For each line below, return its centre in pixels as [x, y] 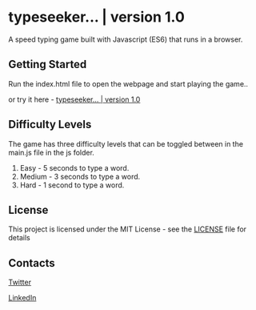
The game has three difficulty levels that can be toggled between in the [126, 143]
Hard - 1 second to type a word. [72, 185]
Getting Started [48, 64]
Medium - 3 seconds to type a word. [80, 176]
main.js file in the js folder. [51, 152]
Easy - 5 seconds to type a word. [74, 167]
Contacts [32, 263]
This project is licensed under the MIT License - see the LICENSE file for [127, 229]
